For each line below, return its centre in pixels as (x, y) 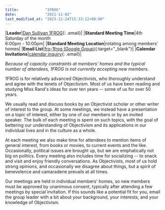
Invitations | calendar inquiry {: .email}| (43, 54)
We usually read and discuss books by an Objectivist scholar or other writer (82, 104)
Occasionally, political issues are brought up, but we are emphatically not (80, 151)
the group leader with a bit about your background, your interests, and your (82, 197)
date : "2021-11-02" (38, 14)
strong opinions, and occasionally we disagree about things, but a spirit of (81, 166)
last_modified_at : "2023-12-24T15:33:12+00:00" (55, 19)
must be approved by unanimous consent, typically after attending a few (79, 187)
